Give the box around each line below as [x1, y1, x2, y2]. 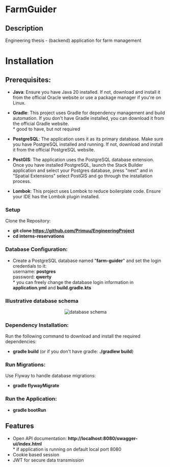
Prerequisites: [5, 75, 51, 84]
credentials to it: [12, 263, 47, 269]
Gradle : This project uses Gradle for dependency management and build [12, 110, 165, 116]
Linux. [12, 100, 26, 106]
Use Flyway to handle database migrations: [5, 373, 96, 379]
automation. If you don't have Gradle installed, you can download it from [12, 115, 164, 121]
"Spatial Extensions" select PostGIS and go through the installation [12, 173, 153, 179]
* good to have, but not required [12, 126, 80, 132]
